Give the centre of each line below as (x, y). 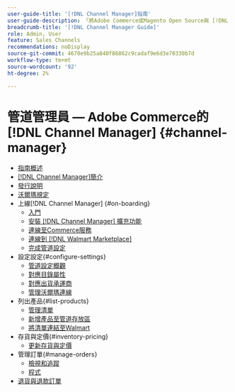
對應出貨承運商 (50, 283)
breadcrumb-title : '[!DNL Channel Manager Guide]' (84, 27)
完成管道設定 (47, 248)
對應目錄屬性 (47, 275)
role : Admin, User (34, 34)
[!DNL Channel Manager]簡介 (60, 177)
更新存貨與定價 (50, 346)
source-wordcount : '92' (42, 67)
